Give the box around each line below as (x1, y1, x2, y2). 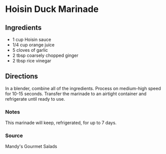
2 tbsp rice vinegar (12, 58, 51, 63)
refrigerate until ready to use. (5, 96, 65, 102)
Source (5, 132, 23, 139)
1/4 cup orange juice (12, 42, 55, 48)
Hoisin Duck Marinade (5, 3, 99, 15)
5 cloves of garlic (12, 47, 48, 53)
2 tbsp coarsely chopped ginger (12, 52, 79, 58)
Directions (5, 72, 38, 81)
